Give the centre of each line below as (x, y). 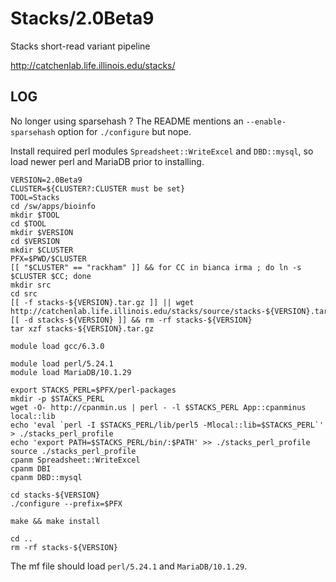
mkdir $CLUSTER (42, 250)
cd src (24, 293)
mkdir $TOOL (35, 215)
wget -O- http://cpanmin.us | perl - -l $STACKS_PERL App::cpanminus (158, 407)
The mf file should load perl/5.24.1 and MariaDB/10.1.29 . (129, 566)
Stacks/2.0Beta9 (82, 18)
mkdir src (31, 285)
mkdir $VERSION (42, 232)
